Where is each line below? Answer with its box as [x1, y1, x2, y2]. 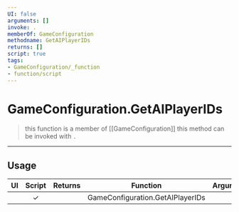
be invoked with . [24, 132, 77, 141]
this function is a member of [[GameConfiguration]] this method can [24, 124, 225, 133]
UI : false [7, 10, 37, 18]
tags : [7, 57, 23, 64]
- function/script [7, 70, 62, 77]
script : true [7, 51, 46, 58]
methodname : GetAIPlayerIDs [7, 37, 91, 44]
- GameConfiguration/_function [7, 64, 100, 71]
